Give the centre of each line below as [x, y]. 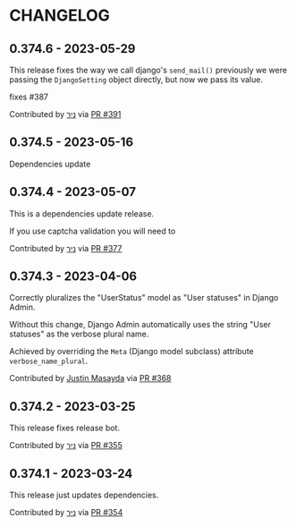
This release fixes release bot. [65, 428]
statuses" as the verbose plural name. [79, 334]
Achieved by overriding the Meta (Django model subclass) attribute [132, 352]
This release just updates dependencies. [84, 495]
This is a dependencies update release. [82, 213]
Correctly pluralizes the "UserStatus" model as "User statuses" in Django [144, 298]
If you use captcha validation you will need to [93, 231]
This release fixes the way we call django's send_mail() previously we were [148, 70]
